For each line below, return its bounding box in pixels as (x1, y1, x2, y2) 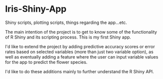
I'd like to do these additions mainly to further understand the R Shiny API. (5, 68, 154, 74)
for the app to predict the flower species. (5, 59, 88, 65)
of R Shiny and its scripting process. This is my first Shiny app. (5, 34, 131, 40)
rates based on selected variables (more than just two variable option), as (5, 49, 154, 55)
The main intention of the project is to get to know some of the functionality (5, 29, 158, 35)
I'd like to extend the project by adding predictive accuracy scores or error (5, 43, 155, 49)
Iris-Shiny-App (5, 3, 67, 15)
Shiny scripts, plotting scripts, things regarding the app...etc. (5, 20, 127, 25)
